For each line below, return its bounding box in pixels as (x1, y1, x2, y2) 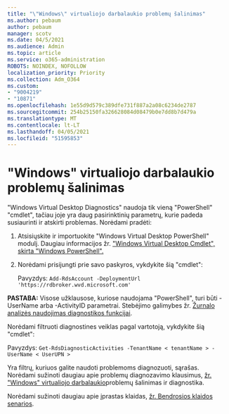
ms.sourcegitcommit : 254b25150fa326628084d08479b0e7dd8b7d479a (7, 108, 197, 115)
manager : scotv (7, 30, 52, 37)
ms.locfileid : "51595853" (7, 134, 83, 142)
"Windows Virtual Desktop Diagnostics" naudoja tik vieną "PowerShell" (7, 203, 213, 212)
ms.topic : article (7, 50, 61, 57)
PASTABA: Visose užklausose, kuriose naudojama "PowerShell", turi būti (7, 294, 218, 303)
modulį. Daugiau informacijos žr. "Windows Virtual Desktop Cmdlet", (17, 239, 216, 248)
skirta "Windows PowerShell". (17, 247, 104, 256)
